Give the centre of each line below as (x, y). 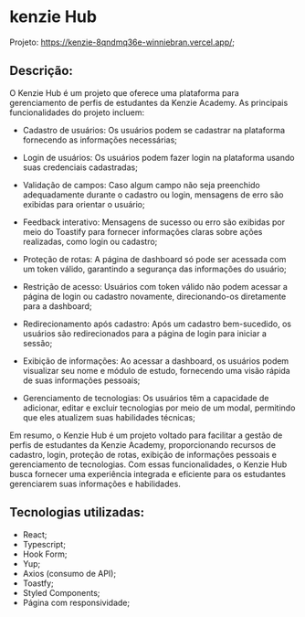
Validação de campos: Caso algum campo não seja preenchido (141, 185)
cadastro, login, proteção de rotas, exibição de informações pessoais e (143, 454)
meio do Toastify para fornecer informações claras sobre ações (142, 231)
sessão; (37, 343)
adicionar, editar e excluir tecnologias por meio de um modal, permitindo (159, 408)
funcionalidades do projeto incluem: (77, 112)
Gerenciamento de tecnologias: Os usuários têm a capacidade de (146, 398)
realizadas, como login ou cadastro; (90, 241)
